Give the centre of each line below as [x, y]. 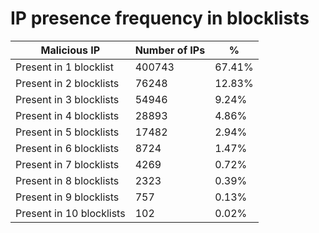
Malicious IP [70, 50]
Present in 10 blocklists [70, 213]
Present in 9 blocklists [67, 197]
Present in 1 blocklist [64, 67]
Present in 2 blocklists [67, 83]
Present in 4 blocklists [67, 115]
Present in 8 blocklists [67, 180]
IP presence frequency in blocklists [160, 18]
